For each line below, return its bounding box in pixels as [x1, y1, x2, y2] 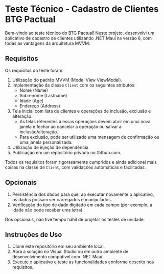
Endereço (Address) [19, 103, 60, 108]
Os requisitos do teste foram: [5, 67, 64, 73]
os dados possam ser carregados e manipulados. [12, 196, 112, 202]
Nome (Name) [19, 87, 48, 93]
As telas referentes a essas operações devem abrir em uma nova [19, 118, 151, 124]
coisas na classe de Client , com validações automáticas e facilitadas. [5, 164, 146, 170]
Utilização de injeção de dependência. [12, 144, 90, 150]
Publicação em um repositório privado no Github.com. [12, 149, 121, 155]
